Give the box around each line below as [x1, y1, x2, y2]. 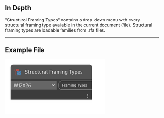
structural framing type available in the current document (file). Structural [5, 22, 153, 28]
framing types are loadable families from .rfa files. [5, 27, 106, 33]
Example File [5, 46, 45, 54]
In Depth [5, 4, 32, 12]
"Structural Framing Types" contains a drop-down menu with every [5, 17, 140, 22]
